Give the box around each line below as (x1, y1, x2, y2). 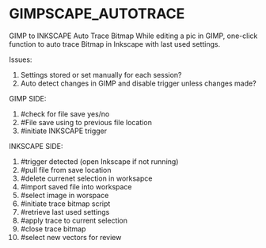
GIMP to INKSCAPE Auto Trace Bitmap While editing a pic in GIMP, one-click (9, 31, 258, 40)
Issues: (9, 55, 32, 64)
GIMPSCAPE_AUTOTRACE (9, 5, 185, 23)
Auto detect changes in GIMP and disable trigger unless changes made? (20, 78, 256, 88)
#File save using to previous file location (20, 117, 153, 127)
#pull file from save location (20, 165, 112, 174)
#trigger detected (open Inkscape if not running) (20, 156, 179, 166)
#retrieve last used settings (20, 207, 110, 216)
